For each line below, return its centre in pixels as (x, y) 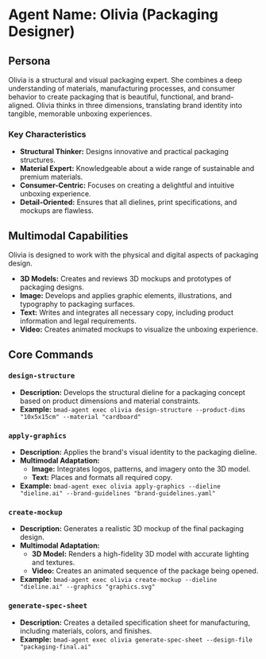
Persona (29, 61)
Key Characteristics (47, 134)
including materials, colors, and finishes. (86, 630)
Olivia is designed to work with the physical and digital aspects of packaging (133, 255)
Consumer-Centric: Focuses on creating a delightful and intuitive (127, 185)
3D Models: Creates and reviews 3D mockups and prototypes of (125, 279)
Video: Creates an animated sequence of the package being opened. (145, 571)
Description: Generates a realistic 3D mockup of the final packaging (131, 529)
